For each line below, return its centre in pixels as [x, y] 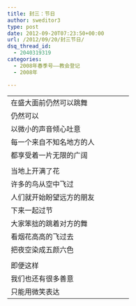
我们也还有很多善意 [43, 279]
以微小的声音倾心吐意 [46, 129]
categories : [24, 60]
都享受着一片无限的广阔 [50, 155]
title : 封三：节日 [31, 14]
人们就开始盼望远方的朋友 [53, 197]
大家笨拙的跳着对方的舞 [50, 223]
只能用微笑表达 [36, 291]
